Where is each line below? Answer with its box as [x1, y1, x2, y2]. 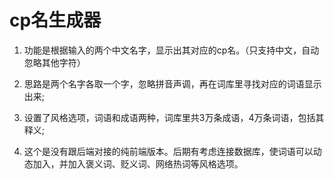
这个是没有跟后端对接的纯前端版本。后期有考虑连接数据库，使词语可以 [23, 145, 314, 157]
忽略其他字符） [23, 56, 86, 68]
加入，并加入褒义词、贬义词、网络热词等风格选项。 [32, 157, 244, 170]
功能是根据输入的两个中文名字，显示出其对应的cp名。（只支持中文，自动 [23, 44, 320, 56]
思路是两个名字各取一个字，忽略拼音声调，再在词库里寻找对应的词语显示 [23, 77, 322, 90]
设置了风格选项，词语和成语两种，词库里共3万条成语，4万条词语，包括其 [23, 111, 325, 123]
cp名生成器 [9, 9, 102, 32]
